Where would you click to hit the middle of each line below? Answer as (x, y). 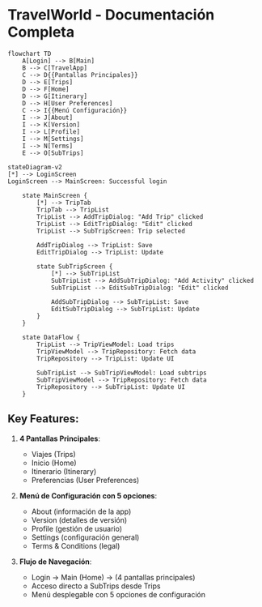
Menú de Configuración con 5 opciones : (88, 495)
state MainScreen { (55, 195)
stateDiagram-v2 (35, 167)
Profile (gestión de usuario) (77, 528)
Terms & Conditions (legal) (76, 545)
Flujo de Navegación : (55, 562)
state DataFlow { (51, 337)
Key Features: (43, 419)
